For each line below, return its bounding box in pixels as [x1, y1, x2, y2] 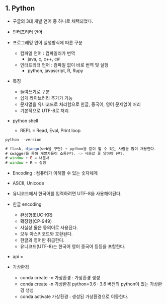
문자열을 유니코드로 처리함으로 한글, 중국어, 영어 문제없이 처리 [20, 101, 141, 107]
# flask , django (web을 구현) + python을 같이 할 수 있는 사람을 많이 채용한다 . [5, 146, 156, 151]
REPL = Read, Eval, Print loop [20, 127, 81, 133]
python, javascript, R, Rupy [27, 68, 83, 74]
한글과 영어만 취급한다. [20, 237, 65, 244]
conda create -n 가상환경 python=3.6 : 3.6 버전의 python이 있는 [20, 281, 149, 287]
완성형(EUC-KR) [20, 212, 53, 218]
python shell [12, 117, 39, 124]
